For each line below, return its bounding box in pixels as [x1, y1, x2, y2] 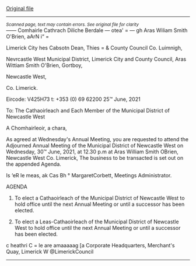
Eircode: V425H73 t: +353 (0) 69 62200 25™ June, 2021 [6, 96, 141, 103]
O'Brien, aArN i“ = [6, 33, 50, 40]
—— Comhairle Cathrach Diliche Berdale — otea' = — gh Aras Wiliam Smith [6, 27, 188, 34]
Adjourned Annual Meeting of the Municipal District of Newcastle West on [6, 142, 184, 149]
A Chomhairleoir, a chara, [6, 125, 67, 131]
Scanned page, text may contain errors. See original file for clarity [6, 22, 139, 27]
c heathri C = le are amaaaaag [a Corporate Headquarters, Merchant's [6, 242, 175, 249]
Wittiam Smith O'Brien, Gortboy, [6, 62, 83, 69]
